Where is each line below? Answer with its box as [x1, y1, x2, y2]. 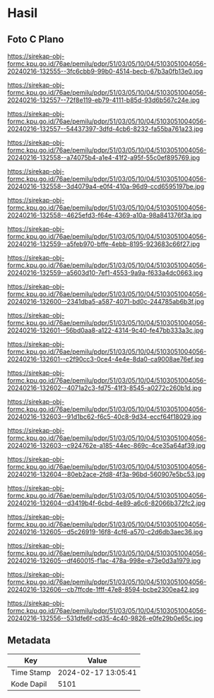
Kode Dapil [11, 679, 47, 689]
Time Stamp [11, 668, 52, 677]
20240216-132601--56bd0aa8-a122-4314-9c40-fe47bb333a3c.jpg [7, 326, 204, 334]
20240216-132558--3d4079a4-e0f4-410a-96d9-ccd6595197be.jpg [7, 182, 205, 191]
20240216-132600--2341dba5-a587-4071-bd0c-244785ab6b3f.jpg [7, 298, 205, 305]
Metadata [7, 634, 51, 646]
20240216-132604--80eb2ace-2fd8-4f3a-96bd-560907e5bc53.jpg [7, 470, 206, 478]
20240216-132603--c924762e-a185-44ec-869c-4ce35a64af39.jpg [7, 441, 206, 449]
